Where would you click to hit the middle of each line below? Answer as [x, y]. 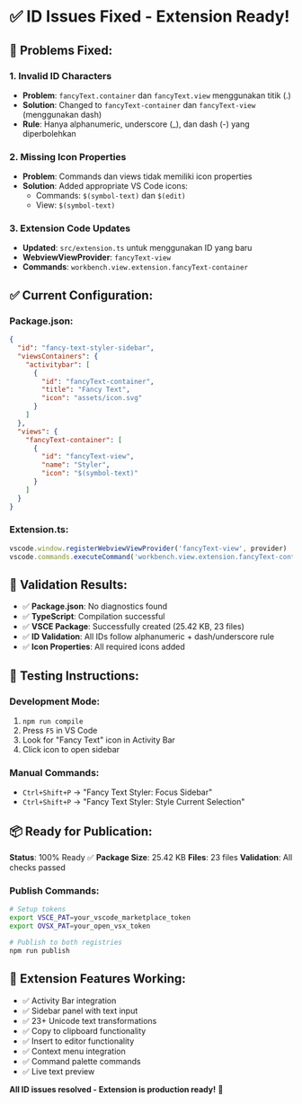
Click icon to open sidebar [71, 750]
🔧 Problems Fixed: [61, 50]
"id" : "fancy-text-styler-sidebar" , [86, 348]
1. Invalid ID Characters [61, 76]
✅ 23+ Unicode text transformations [89, 1020]
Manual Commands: [54, 773]
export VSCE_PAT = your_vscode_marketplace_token [100, 918]
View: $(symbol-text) [75, 205]
